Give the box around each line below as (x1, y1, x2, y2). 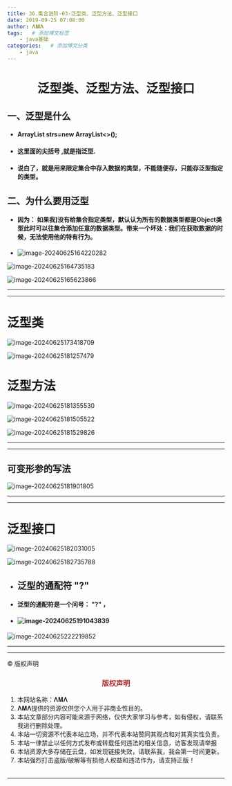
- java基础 (19, 36, 49, 43)
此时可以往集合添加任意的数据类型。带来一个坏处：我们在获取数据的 (23, 224, 217, 233)
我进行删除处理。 (17, 721, 66, 729)
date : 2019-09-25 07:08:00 (7, 17, 85, 24)
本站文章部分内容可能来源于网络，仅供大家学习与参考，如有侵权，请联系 (17, 713, 223, 721)
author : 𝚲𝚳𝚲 (7, 23, 44, 30)
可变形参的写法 (7, 463, 71, 475)
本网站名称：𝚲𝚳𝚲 (17, 695, 68, 704)
